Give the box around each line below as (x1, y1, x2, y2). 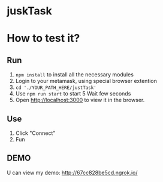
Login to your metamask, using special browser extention (15, 78, 158, 85)
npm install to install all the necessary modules (15, 71, 134, 78)
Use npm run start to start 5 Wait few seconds (15, 90, 131, 97)
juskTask (7, 4, 53, 18)
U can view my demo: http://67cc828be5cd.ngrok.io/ (7, 169, 138, 176)
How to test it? (7, 32, 80, 45)
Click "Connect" (15, 129, 56, 137)
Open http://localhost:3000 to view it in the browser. (15, 97, 145, 104)
